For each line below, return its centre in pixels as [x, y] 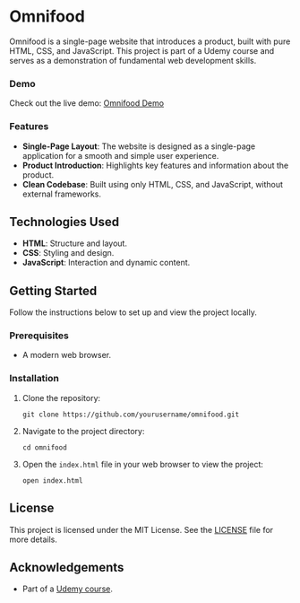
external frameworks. [61, 194]
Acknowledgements [67, 567]
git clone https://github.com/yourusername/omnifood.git [131, 415]
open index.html [52, 481]
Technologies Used [64, 222]
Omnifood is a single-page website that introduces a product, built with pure [150, 41]
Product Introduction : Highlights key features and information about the [155, 165]
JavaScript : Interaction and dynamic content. [106, 263]
